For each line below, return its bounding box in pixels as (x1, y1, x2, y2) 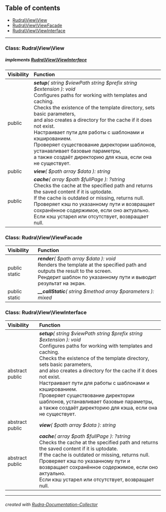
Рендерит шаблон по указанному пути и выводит (38, 274, 157, 280)
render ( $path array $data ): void (38, 255, 116, 262)
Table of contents (5, 4, 60, 12)
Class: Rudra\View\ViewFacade (5, 234, 83, 241)
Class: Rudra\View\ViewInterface (5, 309, 87, 316)
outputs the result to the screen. (38, 267, 112, 274)
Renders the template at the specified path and (38, 261, 147, 268)
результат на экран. (38, 280, 86, 287)
